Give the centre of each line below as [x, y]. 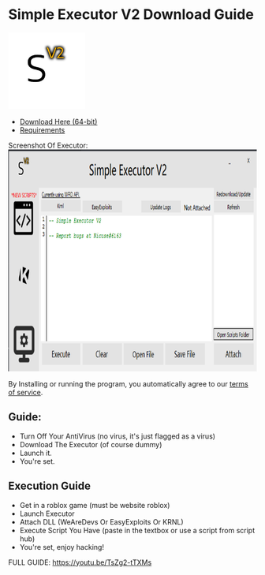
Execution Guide [50, 486]
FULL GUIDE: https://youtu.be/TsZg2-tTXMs [80, 562]
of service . [26, 392]
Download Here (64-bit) [58, 121]
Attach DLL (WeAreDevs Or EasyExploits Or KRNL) [101, 521]
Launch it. [36, 453]
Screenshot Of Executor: [48, 145]
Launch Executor [47, 513]
